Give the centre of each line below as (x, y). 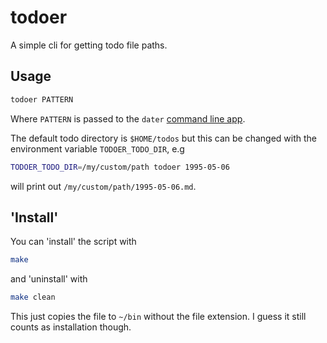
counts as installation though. (71, 327)
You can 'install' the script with (73, 242)
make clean (33, 297)
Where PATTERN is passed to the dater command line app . (128, 118)
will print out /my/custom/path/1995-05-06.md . (103, 186)
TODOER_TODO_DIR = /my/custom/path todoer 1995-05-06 (120, 167)
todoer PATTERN (42, 99)
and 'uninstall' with (49, 279)
